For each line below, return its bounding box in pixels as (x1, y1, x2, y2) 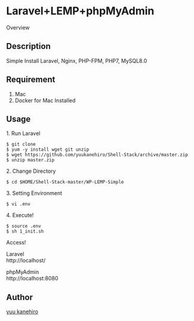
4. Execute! (6, 212, 34, 219)
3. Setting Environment (6, 189, 63, 197)
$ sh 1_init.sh (6, 228, 44, 234)
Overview (6, 24, 30, 31)
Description (6, 41, 51, 51)
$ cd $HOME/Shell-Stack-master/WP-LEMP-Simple (6, 179, 124, 185)
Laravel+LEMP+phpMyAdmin (6, 4, 155, 18)
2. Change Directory (6, 167, 56, 175)
